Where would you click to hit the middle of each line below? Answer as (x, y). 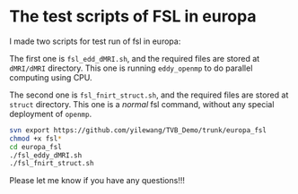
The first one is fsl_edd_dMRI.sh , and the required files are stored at (135, 58)
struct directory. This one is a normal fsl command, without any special (142, 104)
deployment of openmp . (51, 114)
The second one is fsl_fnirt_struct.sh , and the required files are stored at (149, 95)
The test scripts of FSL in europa (133, 17)
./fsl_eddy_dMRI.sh (46, 155)
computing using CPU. (51, 77)
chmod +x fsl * (36, 139)
